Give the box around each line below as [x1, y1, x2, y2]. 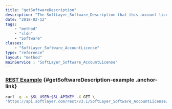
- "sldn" [14, 31, 33, 36]
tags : [5, 21, 17, 27]
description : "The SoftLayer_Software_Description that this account [5, 12, 157, 17]
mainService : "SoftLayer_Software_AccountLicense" [5, 60, 118, 65]
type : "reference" [5, 50, 45, 55]
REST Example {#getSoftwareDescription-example [5, 76, 135, 84]
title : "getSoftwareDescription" [5, 7, 77, 13]
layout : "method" [5, 54, 42, 60]
